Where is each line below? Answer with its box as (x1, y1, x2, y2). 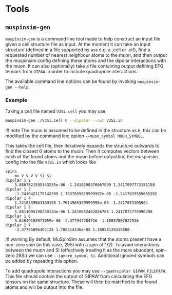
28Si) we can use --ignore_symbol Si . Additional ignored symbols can (16, 252, 165, 259)
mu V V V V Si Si (14, 174, 52, 179)
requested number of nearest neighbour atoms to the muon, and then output (5, 52, 167, 58)
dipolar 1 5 (5, 205, 31, 210)
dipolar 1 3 (5, 187, 31, 192)
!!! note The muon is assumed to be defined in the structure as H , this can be (5, 128, 166, 134)
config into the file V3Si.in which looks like (5, 159, 97, 165)
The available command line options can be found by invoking (5, 78, 137, 85)
